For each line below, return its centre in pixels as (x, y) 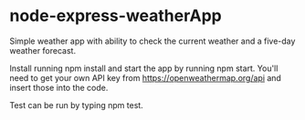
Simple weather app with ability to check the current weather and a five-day (152, 41)
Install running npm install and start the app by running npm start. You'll (144, 68)
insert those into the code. (59, 87)
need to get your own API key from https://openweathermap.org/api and (145, 77)
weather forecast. (42, 50)
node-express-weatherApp (116, 16)
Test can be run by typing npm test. (76, 105)
